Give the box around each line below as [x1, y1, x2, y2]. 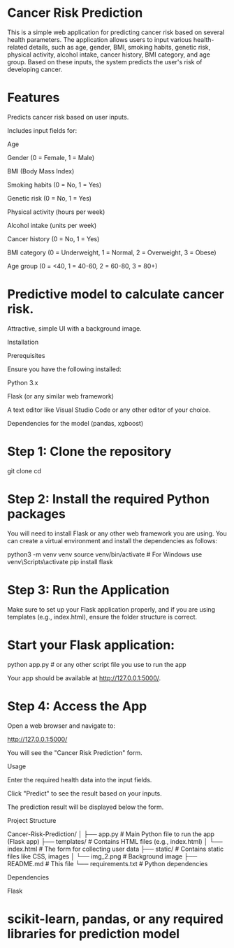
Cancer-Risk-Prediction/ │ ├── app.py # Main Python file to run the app [7, 830, 215, 838]
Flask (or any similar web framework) [7, 392, 114, 400]
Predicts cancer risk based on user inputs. [7, 113, 129, 121]
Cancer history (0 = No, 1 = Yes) [7, 234, 100, 243]
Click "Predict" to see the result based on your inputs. [7, 789, 162, 798]
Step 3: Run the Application [7, 582, 170, 598]
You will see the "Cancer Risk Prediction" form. [7, 748, 143, 756]
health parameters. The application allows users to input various [7, 35, 192, 43]
